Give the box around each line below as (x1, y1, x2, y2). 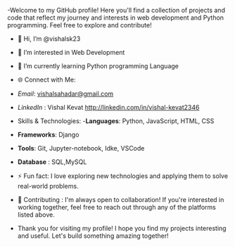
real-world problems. (17, 182, 79, 190)
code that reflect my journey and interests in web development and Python (7, 13, 224, 22)
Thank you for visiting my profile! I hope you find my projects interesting (17, 224, 227, 232)
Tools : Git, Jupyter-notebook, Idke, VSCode (17, 144, 145, 152)
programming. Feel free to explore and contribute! (7, 21, 153, 29)
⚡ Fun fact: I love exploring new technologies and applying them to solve (17, 172, 229, 180)
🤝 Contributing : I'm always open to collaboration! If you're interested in (17, 196, 224, 203)
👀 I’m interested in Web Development (17, 49, 125, 56)
